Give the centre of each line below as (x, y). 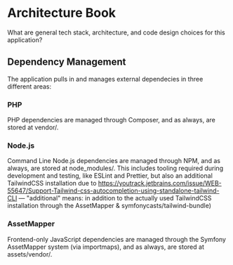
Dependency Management (67, 62)
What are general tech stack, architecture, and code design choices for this (116, 32)
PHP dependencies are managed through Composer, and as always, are (111, 120)
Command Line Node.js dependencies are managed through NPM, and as (114, 161)
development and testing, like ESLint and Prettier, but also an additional (110, 176)
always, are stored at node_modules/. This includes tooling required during (115, 168)
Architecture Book (62, 13)
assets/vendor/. (30, 254)
